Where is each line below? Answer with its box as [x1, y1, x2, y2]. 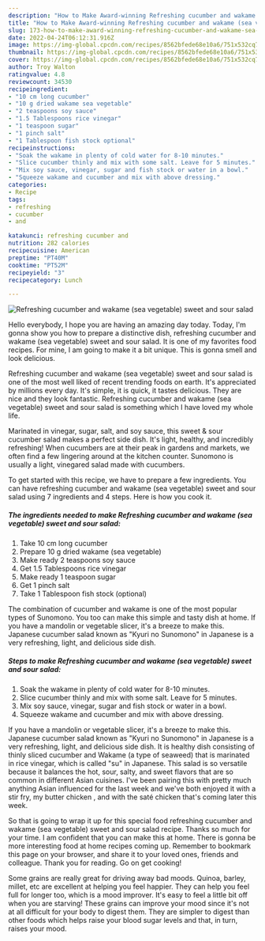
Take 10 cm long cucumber [19, 539, 108, 548]
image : [8, 41, 30, 49]
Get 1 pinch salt [19, 581, 70, 590]
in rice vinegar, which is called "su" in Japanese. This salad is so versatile [8, 759, 248, 768]
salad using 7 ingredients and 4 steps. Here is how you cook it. [8, 492, 212, 502]
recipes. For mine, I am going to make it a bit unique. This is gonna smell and [8, 345, 257, 355]
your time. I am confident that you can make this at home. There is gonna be [8, 833, 256, 843]
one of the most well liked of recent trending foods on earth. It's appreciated [8, 378, 256, 387]
